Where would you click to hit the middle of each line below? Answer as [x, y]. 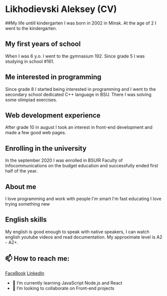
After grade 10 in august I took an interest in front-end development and [79, 127]
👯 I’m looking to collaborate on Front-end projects [63, 288]
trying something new [28, 204]
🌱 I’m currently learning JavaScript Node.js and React [67, 283]
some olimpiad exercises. [31, 100]
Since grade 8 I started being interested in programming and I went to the [81, 89]
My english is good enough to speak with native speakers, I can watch [77, 232]
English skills [26, 220]
